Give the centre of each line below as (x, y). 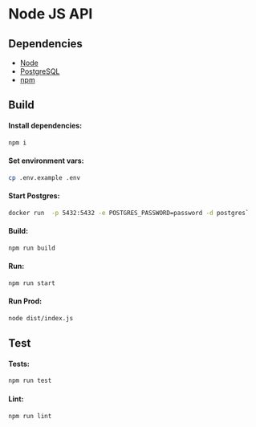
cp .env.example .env (45, 177)
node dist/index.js (41, 318)
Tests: (19, 364)
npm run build (32, 248)
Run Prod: (25, 301)
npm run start (32, 283)
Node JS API (51, 14)
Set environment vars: (46, 161)
